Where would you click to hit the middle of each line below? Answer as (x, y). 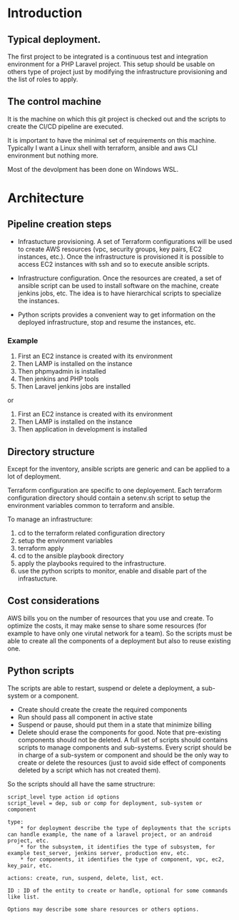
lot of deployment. (34, 476)
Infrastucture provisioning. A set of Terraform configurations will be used (125, 241)
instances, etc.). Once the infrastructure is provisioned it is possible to (121, 256)
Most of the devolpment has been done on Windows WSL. (93, 169)
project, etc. (29, 840)
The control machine (55, 102)
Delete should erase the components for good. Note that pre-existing (119, 732)
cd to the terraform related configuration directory (91, 533)
